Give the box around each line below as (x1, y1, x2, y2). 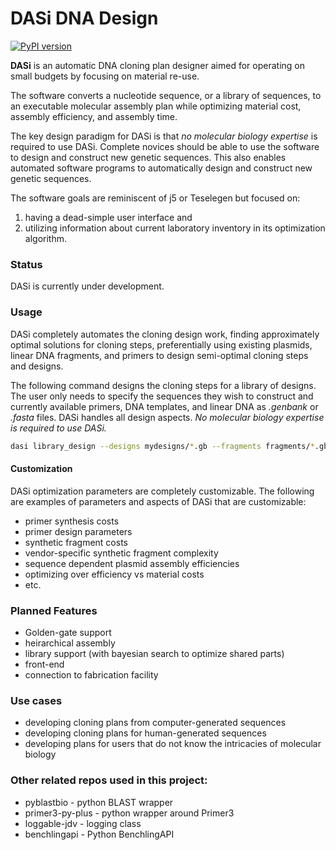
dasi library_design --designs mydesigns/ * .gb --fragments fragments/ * (10, 441, 315, 451)
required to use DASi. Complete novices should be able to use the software (10, 140, 320, 152)
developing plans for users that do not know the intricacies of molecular (24, 738, 322, 750)
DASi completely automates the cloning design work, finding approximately (10, 328, 320, 340)
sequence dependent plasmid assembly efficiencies (24, 557, 240, 569)
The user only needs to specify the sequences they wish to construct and (10, 390, 314, 402)
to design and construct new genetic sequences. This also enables (10, 151, 287, 163)
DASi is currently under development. (10, 280, 165, 292)
